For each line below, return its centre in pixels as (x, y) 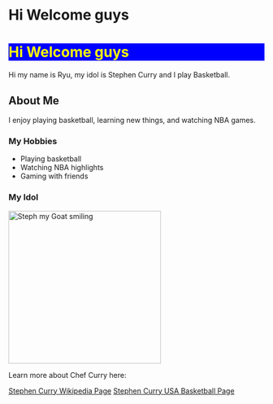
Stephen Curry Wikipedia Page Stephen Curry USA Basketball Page (121, 391)
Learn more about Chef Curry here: (67, 375)
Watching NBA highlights (62, 168)
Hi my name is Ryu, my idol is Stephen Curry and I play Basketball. (119, 75)
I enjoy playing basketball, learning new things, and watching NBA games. (132, 120)
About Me (34, 101)
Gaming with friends (54, 176)
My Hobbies (33, 141)
